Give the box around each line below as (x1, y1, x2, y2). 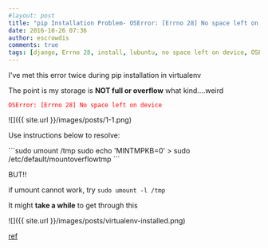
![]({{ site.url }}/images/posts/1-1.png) (8, 115, 132, 124)
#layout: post (8, 11, 56, 20)
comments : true (8, 41, 59, 49)
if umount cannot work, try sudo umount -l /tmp (8, 185, 166, 195)
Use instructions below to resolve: (8, 130, 120, 140)
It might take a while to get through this (8, 200, 138, 210)
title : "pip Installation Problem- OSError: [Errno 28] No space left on (8, 19, 259, 27)
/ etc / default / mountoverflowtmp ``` (8, 154, 120, 164)
